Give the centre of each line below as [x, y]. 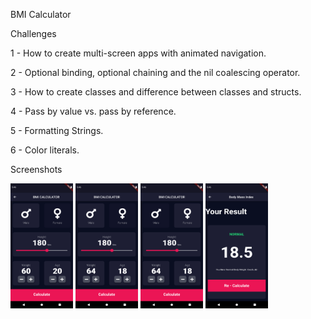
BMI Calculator [41, 14]
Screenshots [36, 169]
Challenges [33, 33]
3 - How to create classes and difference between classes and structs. [156, 92]
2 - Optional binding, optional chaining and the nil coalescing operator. [155, 72]
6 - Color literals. [45, 150]
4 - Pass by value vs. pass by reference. [93, 111]
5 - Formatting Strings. [57, 130]
